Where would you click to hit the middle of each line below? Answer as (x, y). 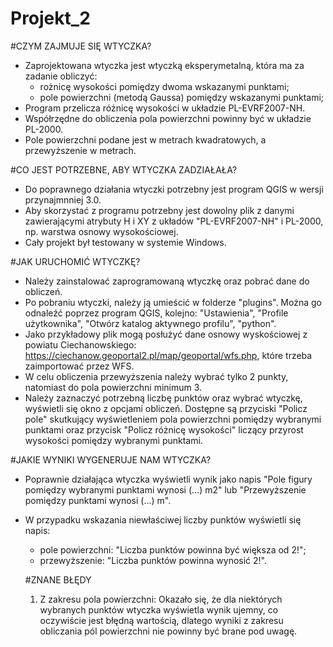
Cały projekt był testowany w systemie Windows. (125, 242)
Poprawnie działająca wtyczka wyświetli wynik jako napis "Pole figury (168, 479)
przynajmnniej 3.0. (63, 199)
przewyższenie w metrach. (80, 150)
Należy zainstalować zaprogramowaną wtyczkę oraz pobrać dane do (167, 281)
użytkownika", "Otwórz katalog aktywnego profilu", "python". (150, 323)
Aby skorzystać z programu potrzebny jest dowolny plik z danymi (159, 210)
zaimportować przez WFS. (79, 366)
